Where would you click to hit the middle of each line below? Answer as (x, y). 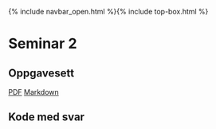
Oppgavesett (41, 73)
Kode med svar (47, 117)
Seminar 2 (43, 44)
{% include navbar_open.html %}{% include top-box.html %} (108, 12)
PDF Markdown (34, 92)
